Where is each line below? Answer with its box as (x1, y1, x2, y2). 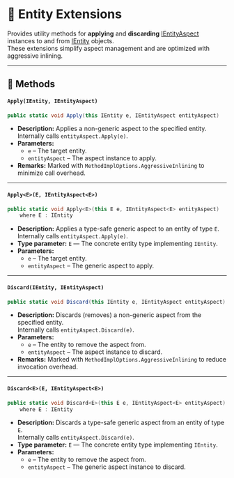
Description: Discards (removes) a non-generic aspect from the (17, 311, 202, 319)
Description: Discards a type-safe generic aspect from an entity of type (17, 418, 225, 427)
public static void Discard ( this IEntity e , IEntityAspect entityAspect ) (7, 298, 226, 305)
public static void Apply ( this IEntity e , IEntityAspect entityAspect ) (7, 111, 219, 119)
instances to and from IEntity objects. (7, 36, 115, 45)
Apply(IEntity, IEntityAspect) (7, 98, 98, 105)
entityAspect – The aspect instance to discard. (27, 348, 162, 356)
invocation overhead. (17, 362, 79, 371)
